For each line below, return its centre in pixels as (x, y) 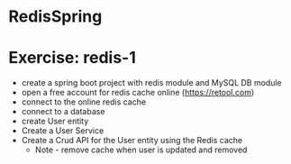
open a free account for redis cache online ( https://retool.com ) (138, 93)
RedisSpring (55, 17)
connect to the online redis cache (83, 102)
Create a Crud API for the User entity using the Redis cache (132, 141)
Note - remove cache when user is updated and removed (141, 150)
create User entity (55, 121)
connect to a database (63, 112)
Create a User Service (63, 131)
